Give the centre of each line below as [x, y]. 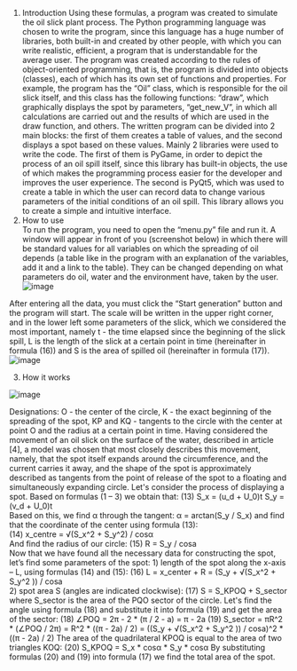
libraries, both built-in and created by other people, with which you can [152, 41]
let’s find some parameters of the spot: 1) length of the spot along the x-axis [148, 562]
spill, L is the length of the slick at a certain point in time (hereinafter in [137, 341]
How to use [43, 220]
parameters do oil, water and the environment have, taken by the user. [150, 277]
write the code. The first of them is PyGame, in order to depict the [142, 154]
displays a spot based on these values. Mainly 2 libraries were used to [150, 145]
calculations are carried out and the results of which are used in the [145, 116]
